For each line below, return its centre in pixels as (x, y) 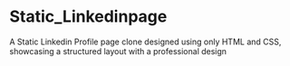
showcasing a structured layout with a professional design (118, 51)
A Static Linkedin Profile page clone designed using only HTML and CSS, (145, 42)
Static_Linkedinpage (88, 17)
